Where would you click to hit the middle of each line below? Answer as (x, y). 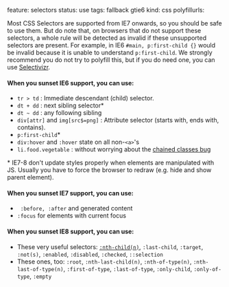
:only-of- (207, 269)
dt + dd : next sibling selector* (60, 105)
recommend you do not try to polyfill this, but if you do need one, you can (111, 60)
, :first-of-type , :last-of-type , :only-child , (128, 268)
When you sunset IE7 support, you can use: (70, 193)
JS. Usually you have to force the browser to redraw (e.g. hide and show (109, 170)
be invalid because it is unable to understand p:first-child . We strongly (110, 52)
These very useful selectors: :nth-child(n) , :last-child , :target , (110, 246)
